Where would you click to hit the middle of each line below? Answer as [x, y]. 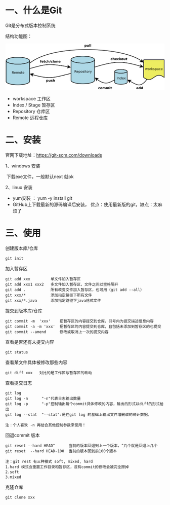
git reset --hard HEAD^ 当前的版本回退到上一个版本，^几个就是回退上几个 [81, 446]
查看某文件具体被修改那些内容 [36, 362]
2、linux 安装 [19, 188]
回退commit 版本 [23, 435]
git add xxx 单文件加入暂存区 [43, 279]
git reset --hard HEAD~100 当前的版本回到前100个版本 [61, 451]
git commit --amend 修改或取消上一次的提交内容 [57, 332]
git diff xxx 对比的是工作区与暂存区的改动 [49, 373]
